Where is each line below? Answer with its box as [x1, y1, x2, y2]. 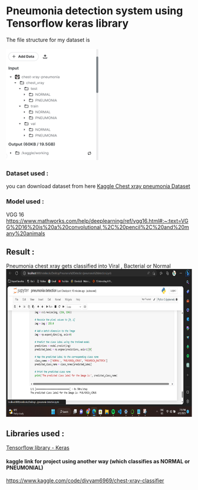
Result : [6, 246, 35, 257]
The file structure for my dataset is [6, 36, 90, 43]
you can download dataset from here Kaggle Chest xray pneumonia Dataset [6, 183, 190, 190]
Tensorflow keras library [6, 17, 129, 30]
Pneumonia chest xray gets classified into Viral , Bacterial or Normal [6, 262, 171, 270]
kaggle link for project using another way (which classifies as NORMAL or [6, 457, 190, 465]
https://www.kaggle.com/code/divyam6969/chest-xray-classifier [6, 477, 164, 484]
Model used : [6, 197, 44, 206]
